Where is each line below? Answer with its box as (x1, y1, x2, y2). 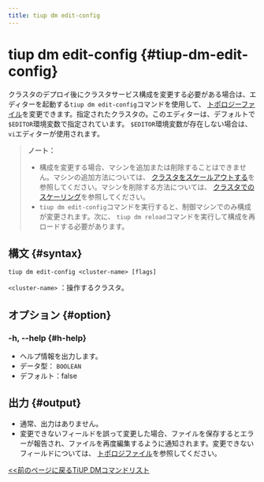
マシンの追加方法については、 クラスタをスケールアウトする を (53, 172, 255, 181)
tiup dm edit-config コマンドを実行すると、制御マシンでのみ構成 (39, 202, 252, 211)
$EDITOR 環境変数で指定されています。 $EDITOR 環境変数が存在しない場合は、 (8, 119, 252, 129)
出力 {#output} (8, 396, 81, 410)
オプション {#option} (8, 308, 112, 322)
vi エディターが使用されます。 (8, 129, 104, 138)
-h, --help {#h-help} (8, 332, 87, 343)
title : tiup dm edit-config (8, 11, 101, 20)
